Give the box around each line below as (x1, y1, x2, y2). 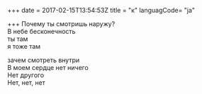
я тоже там (7, 42, 41, 50)
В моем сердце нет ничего (7, 64, 89, 71)
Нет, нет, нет (7, 78, 46, 87)
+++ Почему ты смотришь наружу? (7, 20, 116, 28)
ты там (7, 35, 28, 43)
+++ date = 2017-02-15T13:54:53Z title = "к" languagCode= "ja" (7, 6, 196, 14)
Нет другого (7, 71, 45, 79)
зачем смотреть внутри (7, 56, 80, 64)
